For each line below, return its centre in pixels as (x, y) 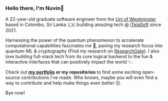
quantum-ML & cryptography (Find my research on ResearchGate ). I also (82, 51)
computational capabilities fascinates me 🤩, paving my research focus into (84, 46)
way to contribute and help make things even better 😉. (63, 83)
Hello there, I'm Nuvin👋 (35, 8)
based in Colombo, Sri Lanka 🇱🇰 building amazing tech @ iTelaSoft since (83, 24)
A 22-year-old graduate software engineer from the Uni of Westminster (81, 19)
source (13, 78)
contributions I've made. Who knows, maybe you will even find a (89, 78)
